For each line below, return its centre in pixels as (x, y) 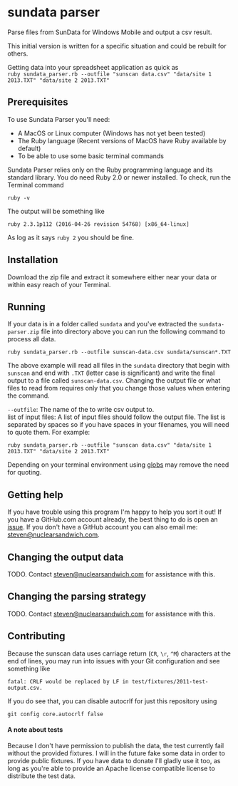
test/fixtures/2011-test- (170, 681)
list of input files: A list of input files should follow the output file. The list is (117, 417)
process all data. (32, 339)
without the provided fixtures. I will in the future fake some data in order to (117, 753)
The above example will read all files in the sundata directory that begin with (119, 366)
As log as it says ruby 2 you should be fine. (71, 237)
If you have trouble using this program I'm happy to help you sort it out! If (115, 512)
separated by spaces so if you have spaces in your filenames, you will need (118, 425)
